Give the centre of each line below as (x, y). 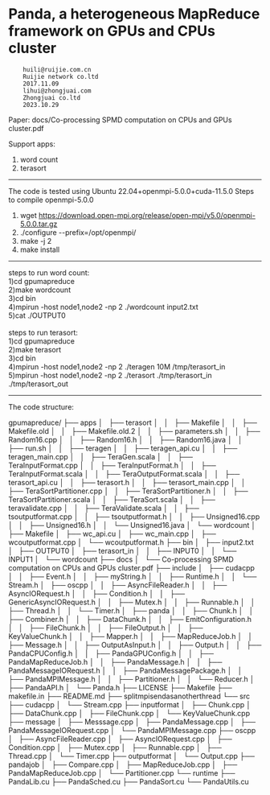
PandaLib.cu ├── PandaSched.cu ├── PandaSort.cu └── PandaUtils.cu (129, 781)
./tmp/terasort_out (38, 384)
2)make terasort (35, 349)
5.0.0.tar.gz (39, 224)
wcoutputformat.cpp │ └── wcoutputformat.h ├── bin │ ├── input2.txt (131, 542)
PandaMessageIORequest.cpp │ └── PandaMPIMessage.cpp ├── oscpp (132, 730)
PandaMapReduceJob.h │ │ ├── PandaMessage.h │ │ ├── (115, 661)
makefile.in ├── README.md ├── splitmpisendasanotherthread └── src (129, 696)
